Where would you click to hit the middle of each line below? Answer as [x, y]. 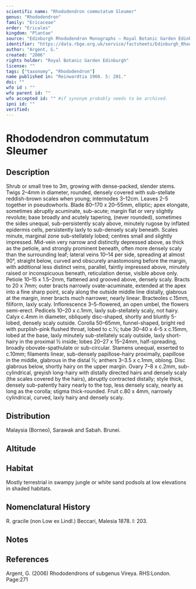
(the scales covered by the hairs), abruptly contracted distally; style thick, [94, 379]
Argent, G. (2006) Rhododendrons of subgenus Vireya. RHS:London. [88, 573]
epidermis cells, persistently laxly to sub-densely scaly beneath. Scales [92, 230]
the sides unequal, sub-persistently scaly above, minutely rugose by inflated [98, 223]
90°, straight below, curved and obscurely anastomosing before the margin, [97, 261]
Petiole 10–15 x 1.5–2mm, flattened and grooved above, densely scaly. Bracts [98, 280]
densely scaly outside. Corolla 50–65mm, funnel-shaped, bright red [104, 323]
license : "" [20, 66]
